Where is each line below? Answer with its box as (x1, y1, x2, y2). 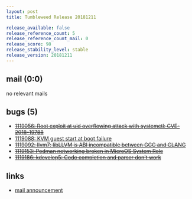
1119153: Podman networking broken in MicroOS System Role (14, 148, 164, 155)
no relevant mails (6, 90, 48, 97)
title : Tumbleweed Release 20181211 (6, 14, 96, 20)
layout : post (6, 8, 38, 15)
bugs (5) (6, 107, 38, 117)
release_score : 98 (6, 41, 51, 47)
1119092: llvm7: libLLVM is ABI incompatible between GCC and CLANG (14, 141, 186, 148)
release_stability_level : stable (6, 47, 89, 53)
